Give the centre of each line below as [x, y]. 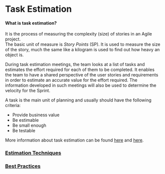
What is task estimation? [31, 23]
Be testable [24, 131]
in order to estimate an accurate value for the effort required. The [71, 80]
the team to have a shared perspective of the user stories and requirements [82, 75]
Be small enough [29, 125]
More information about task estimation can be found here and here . [74, 140]
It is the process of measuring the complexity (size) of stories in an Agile [79, 34]
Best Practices [23, 166]
